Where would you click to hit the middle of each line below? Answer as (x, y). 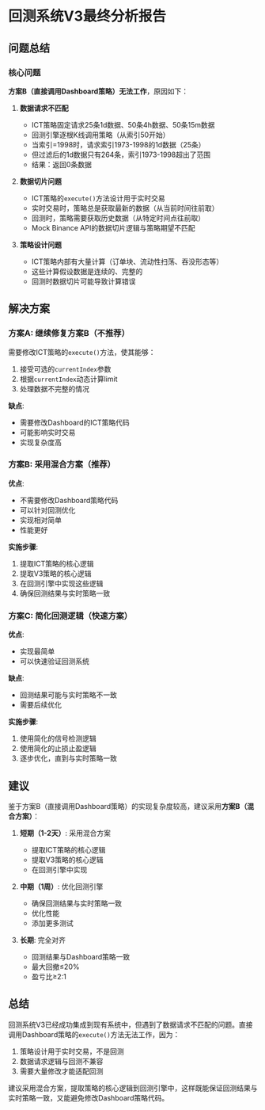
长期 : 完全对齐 (42, 940)
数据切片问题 (40, 181)
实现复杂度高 (40, 442)
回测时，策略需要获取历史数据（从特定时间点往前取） (118, 218)
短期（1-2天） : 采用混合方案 (65, 833)
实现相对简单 (40, 520)
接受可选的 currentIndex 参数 (65, 368)
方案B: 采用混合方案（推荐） (62, 464)
